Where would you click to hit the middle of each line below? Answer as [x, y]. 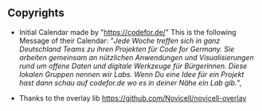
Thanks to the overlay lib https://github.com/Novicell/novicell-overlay [133, 98]
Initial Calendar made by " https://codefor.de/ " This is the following [127, 32]
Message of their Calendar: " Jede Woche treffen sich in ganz [119, 40]
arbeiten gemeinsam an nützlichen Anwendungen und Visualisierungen [136, 57]
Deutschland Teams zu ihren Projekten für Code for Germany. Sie [127, 49]
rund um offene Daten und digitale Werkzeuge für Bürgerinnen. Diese [133, 66]
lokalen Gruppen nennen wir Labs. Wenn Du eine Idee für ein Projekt [131, 74]
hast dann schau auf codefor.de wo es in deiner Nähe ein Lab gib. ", [130, 82]
